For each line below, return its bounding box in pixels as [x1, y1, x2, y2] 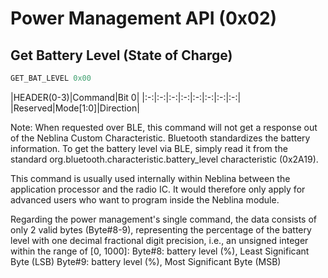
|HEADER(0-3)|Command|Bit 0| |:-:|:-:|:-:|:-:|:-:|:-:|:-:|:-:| [10, 91, 242, 103]
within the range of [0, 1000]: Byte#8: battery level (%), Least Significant [10, 245, 310, 257]
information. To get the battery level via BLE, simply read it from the [10, 142, 288, 154]
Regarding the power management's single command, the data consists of [10, 213, 318, 225]
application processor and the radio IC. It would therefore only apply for [10, 183, 306, 195]
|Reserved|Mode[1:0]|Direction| [10, 102, 140, 114]
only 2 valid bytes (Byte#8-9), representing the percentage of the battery [10, 223, 312, 236]
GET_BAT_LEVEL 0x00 [10, 73, 92, 83]
